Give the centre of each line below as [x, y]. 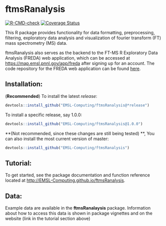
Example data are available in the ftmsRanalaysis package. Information [78, 208]
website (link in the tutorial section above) [48, 219]
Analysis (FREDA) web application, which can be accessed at [68, 58]
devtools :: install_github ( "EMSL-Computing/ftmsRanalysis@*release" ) [77, 105]
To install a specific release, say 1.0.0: [44, 115]
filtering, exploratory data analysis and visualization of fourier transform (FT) [83, 38]
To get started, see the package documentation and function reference [78, 175]
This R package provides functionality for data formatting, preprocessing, [80, 32]
